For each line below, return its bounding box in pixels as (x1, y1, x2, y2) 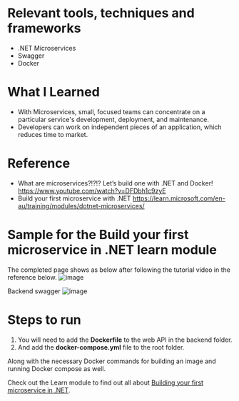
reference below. (7, 273, 57, 281)
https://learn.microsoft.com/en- (132, 194, 226, 203)
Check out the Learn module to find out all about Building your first (7, 378, 203, 387)
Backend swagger (7, 287, 61, 295)
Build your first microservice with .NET (17, 194, 131, 203)
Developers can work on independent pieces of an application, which (17, 123, 223, 131)
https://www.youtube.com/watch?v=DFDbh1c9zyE (17, 186, 166, 195)
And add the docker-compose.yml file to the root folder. (17, 342, 185, 351)
